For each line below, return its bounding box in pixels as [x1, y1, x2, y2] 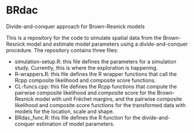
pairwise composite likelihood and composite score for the [14, 89, 156, 96]
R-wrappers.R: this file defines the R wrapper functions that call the [14, 70, 177, 77]
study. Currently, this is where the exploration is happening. [14, 64, 158, 71]
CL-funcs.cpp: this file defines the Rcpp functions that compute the [14, 83, 177, 90]
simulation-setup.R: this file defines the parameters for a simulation [14, 58, 176, 65]
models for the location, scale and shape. [14, 108, 115, 115]
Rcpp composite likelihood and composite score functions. [14, 77, 156, 84]
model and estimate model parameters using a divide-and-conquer [26, 40, 188, 47]
